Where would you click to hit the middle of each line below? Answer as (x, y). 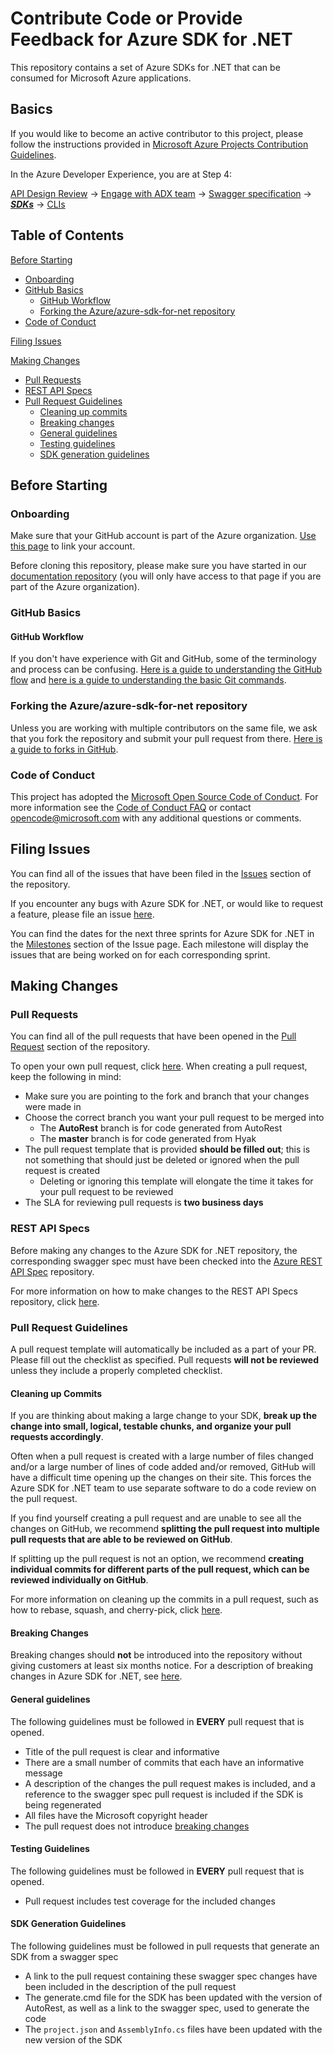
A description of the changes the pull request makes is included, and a (170, 1783)
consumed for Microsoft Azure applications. (101, 78)
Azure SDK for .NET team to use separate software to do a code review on (163, 1488)
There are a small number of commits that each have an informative (164, 1762)
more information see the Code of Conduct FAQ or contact (131, 807)
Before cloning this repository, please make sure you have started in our (158, 566)
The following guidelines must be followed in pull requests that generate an (165, 1946)
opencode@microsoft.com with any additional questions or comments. (156, 818)
